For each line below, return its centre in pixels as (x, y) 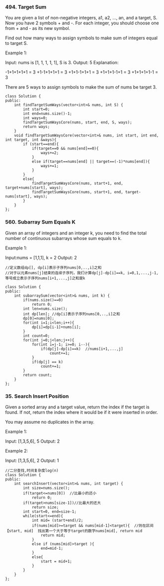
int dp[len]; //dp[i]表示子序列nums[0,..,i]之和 (72, 314)
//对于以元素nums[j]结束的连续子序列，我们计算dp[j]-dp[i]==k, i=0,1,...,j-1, (82, 273)
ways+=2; (49, 153)
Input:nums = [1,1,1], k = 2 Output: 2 (41, 257)
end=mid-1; (52, 548)
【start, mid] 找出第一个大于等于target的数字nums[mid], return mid (74, 531)
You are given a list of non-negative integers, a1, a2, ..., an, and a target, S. (81, 18)
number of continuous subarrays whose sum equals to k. (63, 238)
